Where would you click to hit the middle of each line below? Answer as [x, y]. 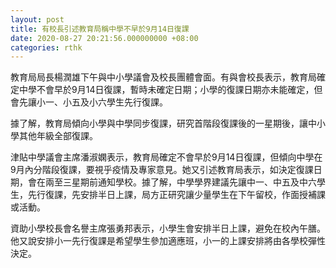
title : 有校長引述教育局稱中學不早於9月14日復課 [100, 29]
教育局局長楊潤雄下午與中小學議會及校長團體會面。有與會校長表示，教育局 [163, 77]
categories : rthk [46, 47]
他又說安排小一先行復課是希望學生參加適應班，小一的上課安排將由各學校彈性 [168, 241]
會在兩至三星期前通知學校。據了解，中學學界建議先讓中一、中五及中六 [172, 182]
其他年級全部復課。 [58, 136]
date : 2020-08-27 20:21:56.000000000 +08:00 [104, 38]
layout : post [37, 19]
